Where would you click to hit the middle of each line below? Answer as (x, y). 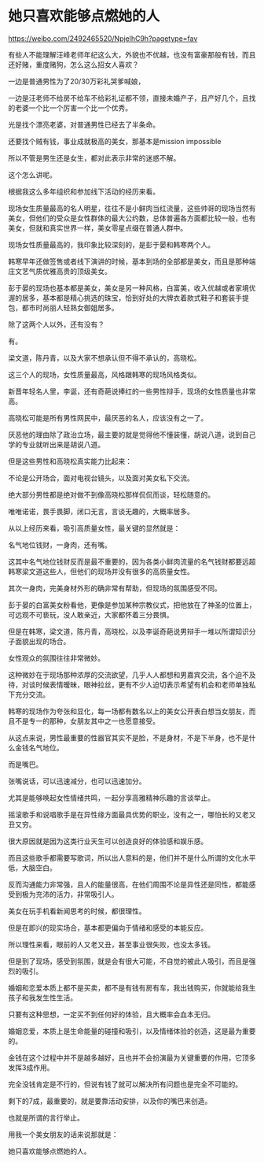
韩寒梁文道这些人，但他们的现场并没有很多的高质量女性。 (101, 571)
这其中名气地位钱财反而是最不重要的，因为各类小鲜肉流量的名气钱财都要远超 (132, 561)
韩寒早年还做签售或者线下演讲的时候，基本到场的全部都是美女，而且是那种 (128, 261)
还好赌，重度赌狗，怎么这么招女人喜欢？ (73, 65)
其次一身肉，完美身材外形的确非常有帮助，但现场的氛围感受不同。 (115, 588)
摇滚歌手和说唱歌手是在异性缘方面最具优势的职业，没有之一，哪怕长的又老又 (132, 814)
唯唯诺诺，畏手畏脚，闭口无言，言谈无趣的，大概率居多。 (101, 511)
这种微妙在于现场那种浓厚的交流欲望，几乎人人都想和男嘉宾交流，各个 (122, 675)
